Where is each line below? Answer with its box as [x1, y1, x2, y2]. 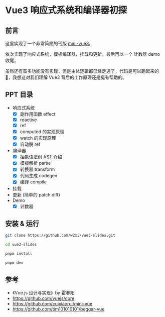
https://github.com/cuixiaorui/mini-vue [12, 300, 93, 306]
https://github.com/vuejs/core [12, 295, 75, 301]
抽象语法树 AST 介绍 [20, 154, 63, 160]
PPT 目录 [5, 90, 34, 99]
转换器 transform [20, 166, 55, 172]
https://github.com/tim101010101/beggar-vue [12, 306, 105, 312]
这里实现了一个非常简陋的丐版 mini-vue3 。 [5, 41, 94, 46]
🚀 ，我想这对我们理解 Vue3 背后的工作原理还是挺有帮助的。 [5, 74, 127, 80]
